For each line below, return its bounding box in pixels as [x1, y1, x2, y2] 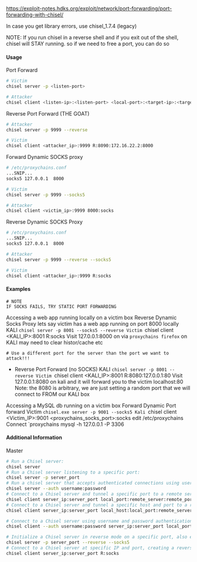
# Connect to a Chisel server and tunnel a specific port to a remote [6, 491, 182, 497]
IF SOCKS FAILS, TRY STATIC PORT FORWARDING [6, 303, 117, 310]
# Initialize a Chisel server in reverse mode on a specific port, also [6, 534, 188, 540]
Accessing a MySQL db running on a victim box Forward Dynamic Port [6, 402, 176, 409]
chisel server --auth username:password [6, 486, 107, 492]
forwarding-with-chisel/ [6, 11, 63, 18]
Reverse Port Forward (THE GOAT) [6, 110, 90, 117]
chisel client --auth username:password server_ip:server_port [6, 523, 164, 530]
